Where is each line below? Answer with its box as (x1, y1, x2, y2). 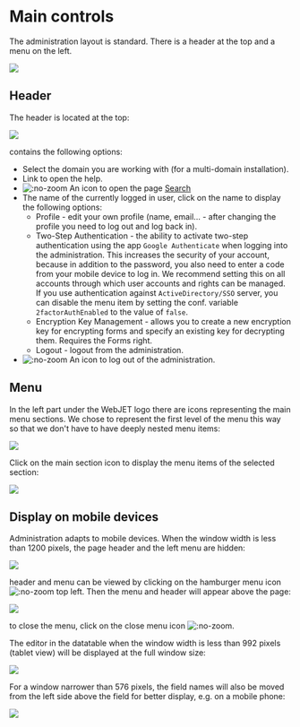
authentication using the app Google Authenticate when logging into (35, 239, 288, 250)
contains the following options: (9, 146, 123, 157)
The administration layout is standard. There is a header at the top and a (9, 36, 276, 47)
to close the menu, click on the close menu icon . (9, 620, 235, 631)
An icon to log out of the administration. (69, 354, 216, 365)
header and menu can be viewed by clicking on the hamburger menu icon (9, 576, 282, 588)
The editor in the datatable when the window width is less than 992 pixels (9, 638, 281, 649)
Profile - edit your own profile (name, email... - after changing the (35, 211, 277, 221)
